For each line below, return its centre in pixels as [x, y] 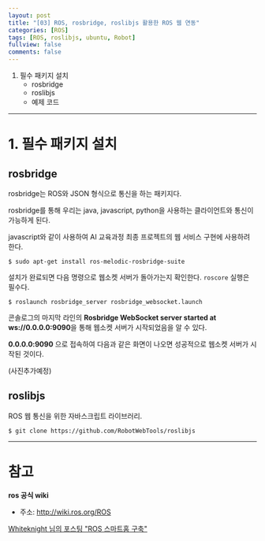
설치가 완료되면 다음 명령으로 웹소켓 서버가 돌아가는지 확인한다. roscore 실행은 [129, 277]
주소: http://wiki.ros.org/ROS [65, 512]
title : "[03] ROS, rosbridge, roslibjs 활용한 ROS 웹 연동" [104, 23]
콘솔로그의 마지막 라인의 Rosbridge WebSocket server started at [112, 317]
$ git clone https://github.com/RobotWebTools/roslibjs [102, 431]
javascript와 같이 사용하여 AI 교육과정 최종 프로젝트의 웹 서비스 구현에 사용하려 [129, 237]
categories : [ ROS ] [38, 30]
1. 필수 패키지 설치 [63, 145]
